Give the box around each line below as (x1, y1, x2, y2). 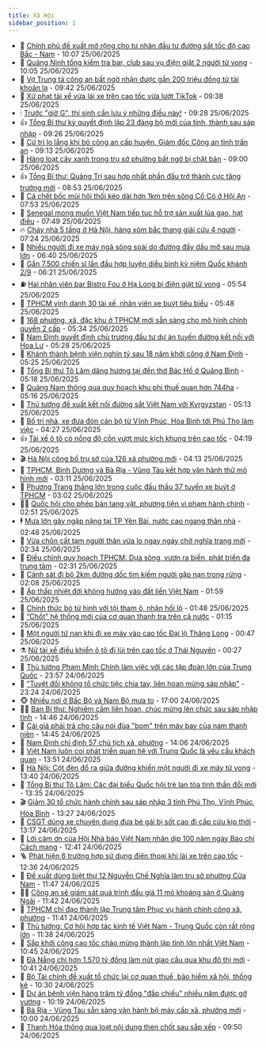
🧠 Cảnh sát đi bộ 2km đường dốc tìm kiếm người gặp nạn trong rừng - (19, 569, 247, 579)
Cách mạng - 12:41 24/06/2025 (19, 842, 123, 852)
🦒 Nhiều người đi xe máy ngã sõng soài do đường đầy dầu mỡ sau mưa (19, 242, 251, 252)
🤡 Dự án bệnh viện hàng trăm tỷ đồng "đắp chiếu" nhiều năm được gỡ (19, 988, 248, 998)
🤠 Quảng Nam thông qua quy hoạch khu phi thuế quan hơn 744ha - (19, 382, 240, 392)
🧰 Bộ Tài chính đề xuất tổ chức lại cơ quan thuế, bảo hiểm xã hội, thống (19, 971, 252, 981)
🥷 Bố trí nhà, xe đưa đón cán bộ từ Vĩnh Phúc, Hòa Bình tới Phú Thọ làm (19, 416, 254, 426)
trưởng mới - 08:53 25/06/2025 (19, 183, 123, 192)
